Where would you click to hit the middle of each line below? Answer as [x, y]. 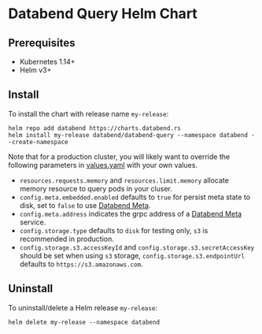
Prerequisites [42, 43]
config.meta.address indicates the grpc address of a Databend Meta [131, 213]
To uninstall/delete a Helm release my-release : [83, 307]
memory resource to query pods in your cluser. [96, 188]
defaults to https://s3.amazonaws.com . [81, 264]
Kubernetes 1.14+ [48, 61]
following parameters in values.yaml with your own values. [103, 165]
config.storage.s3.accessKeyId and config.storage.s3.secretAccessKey [137, 247]
